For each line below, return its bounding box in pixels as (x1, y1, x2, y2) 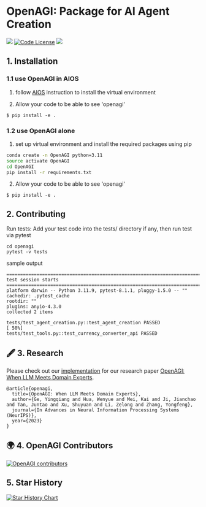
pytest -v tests (6, 249, 48, 255)
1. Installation (6, 56, 58, 67)
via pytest (6, 232, 32, 239)
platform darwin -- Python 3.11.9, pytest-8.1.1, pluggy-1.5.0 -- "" (6, 288, 188, 294)
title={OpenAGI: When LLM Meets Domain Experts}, (12, 391, 141, 397)
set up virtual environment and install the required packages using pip (15, 140, 192, 148)
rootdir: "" (6, 299, 37, 305)
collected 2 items (6, 309, 53, 315)
